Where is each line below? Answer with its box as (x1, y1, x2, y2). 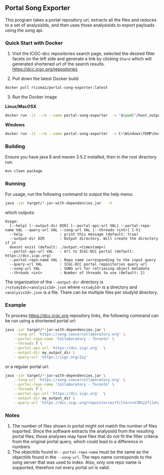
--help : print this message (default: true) (9, 232, 139, 237)
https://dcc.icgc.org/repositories (12, 66, 78, 72)
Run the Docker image (12, 94, 57, 100)
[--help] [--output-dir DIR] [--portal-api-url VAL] (9, 224, 119, 228)
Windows (5, 122, 25, 128)
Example (5, 302, 26, 308)
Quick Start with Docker (5, 39, 63, 46)
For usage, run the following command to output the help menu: (5, 191, 133, 197)
